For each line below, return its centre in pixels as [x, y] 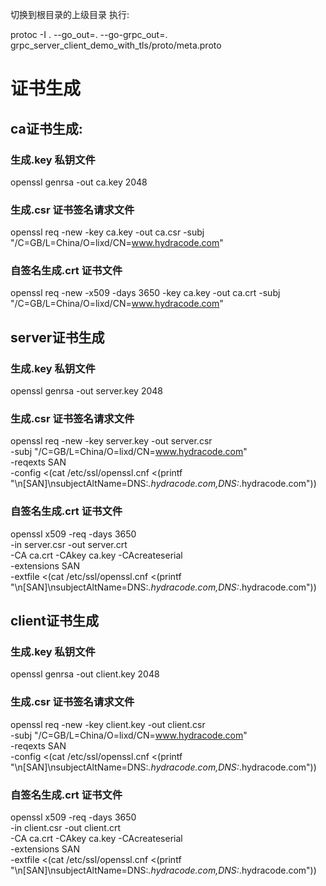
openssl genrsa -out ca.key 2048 [79, 182]
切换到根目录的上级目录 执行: [70, 14]
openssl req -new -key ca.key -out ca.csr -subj [107, 232]
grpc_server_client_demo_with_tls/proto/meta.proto [116, 45]
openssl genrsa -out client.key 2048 [85, 674]
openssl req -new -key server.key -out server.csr [111, 441]
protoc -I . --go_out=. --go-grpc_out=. [89, 34]
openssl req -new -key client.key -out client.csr [108, 724]
